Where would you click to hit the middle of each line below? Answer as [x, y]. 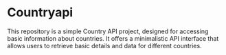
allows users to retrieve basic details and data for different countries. [104, 45]
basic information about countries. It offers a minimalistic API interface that [113, 38]
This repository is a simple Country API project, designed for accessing [108, 31]
